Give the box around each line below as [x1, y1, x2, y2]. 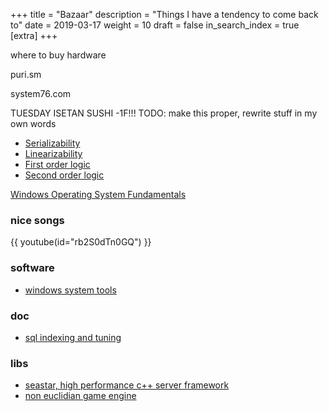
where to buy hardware [10, 49, 107, 61]
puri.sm [10, 69, 42, 80]
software [10, 261, 55, 275]
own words [10, 118, 57, 129]
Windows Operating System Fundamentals [10, 189, 187, 200]
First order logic [24, 159, 91, 170]
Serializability [24, 137, 81, 149]
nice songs [10, 213, 65, 227]
